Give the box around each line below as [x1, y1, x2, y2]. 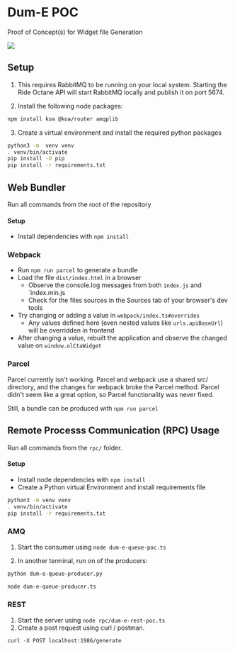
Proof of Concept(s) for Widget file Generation [7, 28, 143, 36]
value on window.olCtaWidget [17, 341, 102, 350]
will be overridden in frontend [28, 326, 115, 335]
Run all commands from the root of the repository [7, 200, 151, 208]
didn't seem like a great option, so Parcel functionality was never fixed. [7, 390, 214, 399]
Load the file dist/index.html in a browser [17, 274, 142, 282]
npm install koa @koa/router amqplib [7, 115, 119, 123]
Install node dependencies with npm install [17, 475, 146, 484]
